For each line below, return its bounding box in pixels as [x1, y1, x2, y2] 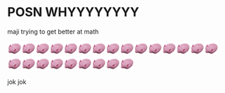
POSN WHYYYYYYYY [7, 4, 139, 20]
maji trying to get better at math [7, 27, 99, 36]
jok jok [7, 78, 27, 86]
